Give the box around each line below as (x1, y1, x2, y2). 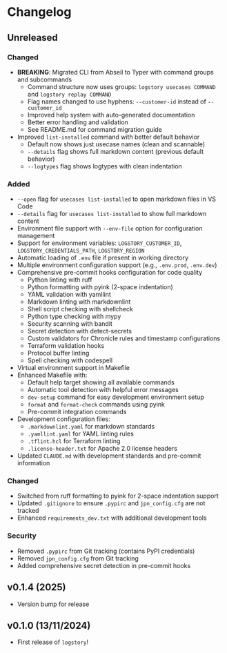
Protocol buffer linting (27, 349, 90, 358)
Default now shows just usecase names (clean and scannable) (27, 139, 206, 148)
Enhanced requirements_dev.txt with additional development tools (17, 514, 207, 522)
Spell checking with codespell (27, 356, 113, 364)
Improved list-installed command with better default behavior (17, 133, 200, 141)
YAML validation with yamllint (27, 291, 112, 299)
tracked (17, 507, 39, 515)
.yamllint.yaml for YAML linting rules (27, 429, 135, 438)
